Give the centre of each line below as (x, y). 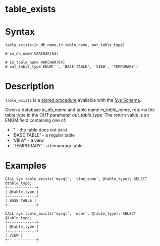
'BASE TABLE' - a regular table (44, 135)
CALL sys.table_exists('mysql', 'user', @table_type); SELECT (71, 214)
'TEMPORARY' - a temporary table (47, 146)
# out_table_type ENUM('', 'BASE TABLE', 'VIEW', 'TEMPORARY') (72, 67)
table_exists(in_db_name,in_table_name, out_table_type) (65, 45)
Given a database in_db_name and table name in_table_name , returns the (80, 110)
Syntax (20, 32)
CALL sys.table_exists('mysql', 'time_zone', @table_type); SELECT (76, 179)
